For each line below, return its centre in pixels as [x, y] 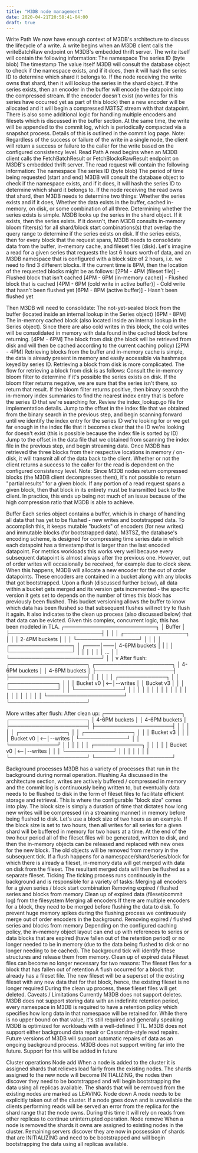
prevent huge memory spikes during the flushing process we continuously [96, 913]
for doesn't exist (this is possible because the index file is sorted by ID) [92, 433]
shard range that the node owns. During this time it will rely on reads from [95, 1113]
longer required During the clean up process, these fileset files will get [91, 988]
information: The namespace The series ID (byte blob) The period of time [95, 171]
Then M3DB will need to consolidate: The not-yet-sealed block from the [93, 308]
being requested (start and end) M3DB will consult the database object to [95, 177]
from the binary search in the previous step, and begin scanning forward [94, 414]
